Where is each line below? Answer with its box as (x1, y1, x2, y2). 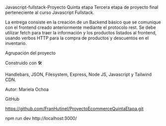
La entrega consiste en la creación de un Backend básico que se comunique (5, 19, 161, 25)
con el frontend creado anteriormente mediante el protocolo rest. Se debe (5, 24, 156, 30)
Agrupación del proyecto (5, 50, 56, 56)
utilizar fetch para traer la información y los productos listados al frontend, (5, 30, 157, 35)
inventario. (5, 40, 27, 46)
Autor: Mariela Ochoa (5, 87, 49, 92)
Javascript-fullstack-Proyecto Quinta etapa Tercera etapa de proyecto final (5, 4, 159, 10)
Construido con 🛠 (5, 60, 43, 66)
